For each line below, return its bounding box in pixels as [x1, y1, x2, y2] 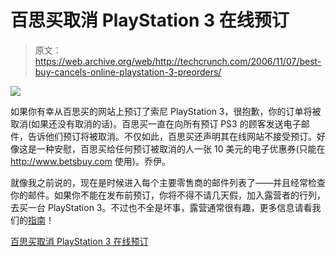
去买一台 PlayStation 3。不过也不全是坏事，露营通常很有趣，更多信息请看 [10, 201, 313, 213]
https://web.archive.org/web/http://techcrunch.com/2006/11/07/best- [34, 55, 322, 67]
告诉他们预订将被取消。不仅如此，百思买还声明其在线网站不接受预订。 [27, 130, 317, 142]
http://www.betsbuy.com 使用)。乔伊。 [10, 155, 171, 167]
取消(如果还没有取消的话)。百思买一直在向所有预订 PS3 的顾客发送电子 [10, 117, 302, 130]
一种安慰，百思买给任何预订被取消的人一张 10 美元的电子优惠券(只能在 [36, 142, 326, 155]
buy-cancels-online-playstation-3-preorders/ [34, 66, 222, 78]
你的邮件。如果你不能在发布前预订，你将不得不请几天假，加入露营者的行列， [10, 189, 326, 201]
